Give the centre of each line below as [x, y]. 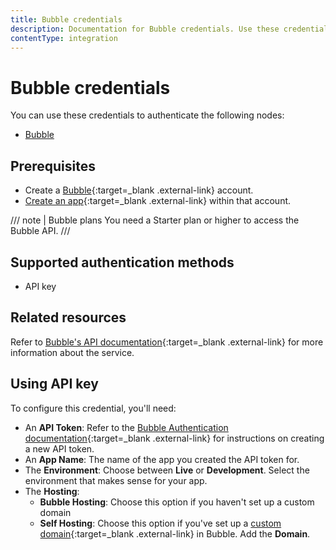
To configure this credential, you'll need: [93, 408]
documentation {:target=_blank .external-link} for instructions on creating [174, 438]
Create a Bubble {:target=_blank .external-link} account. [139, 190]
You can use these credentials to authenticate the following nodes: [147, 115]
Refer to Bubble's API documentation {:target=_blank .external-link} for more [167, 342]
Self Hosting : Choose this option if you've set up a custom [160, 523]
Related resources [68, 317]
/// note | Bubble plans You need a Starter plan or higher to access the [155, 220]
